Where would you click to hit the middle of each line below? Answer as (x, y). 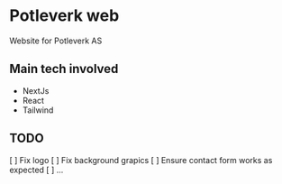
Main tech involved (64, 69)
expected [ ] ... (36, 170)
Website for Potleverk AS (56, 41)
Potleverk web (64, 16)
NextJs (36, 90)
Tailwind (38, 110)
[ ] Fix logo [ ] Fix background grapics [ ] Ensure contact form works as (141, 160)
